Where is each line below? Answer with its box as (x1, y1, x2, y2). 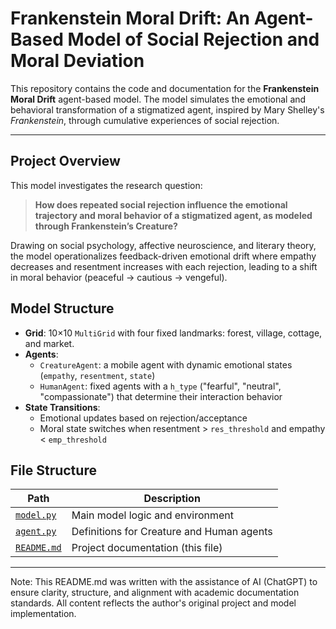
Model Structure (10, 300, 115, 317)
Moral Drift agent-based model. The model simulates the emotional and (10, 93, 307, 105)
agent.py (15, 526, 57, 537)
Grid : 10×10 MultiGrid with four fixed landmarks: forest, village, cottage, (24, 327, 323, 339)
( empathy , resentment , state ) (39, 369, 156, 381)
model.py (15, 510, 57, 521)
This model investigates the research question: (10, 179, 203, 191)
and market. (24, 337, 75, 349)
